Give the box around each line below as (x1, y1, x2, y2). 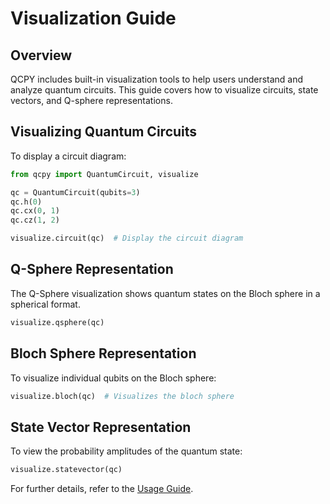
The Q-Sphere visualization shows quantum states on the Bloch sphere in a (10, 287, 321, 299)
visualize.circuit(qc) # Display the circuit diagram (10, 233, 244, 244)
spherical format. (10, 298, 81, 310)
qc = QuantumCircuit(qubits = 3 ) (10, 187, 141, 197)
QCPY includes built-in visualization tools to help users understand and (10, 73, 304, 85)
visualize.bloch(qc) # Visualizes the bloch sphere (10, 391, 235, 401)
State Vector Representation (10, 418, 192, 436)
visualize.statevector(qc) (10, 465, 123, 475)
